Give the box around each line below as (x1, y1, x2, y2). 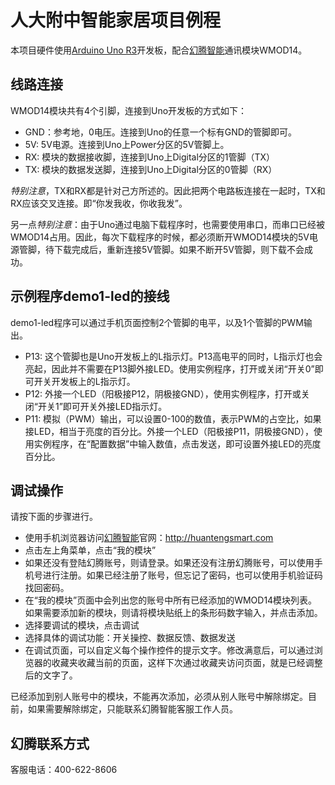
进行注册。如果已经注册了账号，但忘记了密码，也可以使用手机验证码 (42, 569, 323, 581)
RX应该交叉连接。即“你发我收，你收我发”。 (10, 197, 188, 209)
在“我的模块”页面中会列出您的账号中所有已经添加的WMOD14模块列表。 (24, 594, 318, 606)
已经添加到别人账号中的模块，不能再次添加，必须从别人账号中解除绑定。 (10, 691, 308, 703)
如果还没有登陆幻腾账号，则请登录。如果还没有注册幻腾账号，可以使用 (24, 557, 315, 569)
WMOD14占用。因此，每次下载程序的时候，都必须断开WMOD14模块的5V (10, 231, 310, 243)
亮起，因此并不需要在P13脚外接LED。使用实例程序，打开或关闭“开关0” (24, 362, 315, 375)
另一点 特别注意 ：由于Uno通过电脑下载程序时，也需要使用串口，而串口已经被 (10, 218, 326, 230)
